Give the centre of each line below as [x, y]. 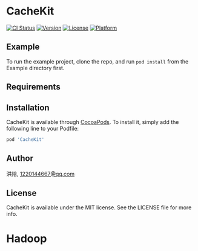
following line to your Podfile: [43, 128]
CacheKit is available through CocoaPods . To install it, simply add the [93, 122]
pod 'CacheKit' [25, 139]
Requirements [33, 87]
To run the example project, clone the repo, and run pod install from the [97, 61]
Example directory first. [35, 68]
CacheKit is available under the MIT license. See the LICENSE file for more [99, 207]
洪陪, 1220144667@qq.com [41, 174]
